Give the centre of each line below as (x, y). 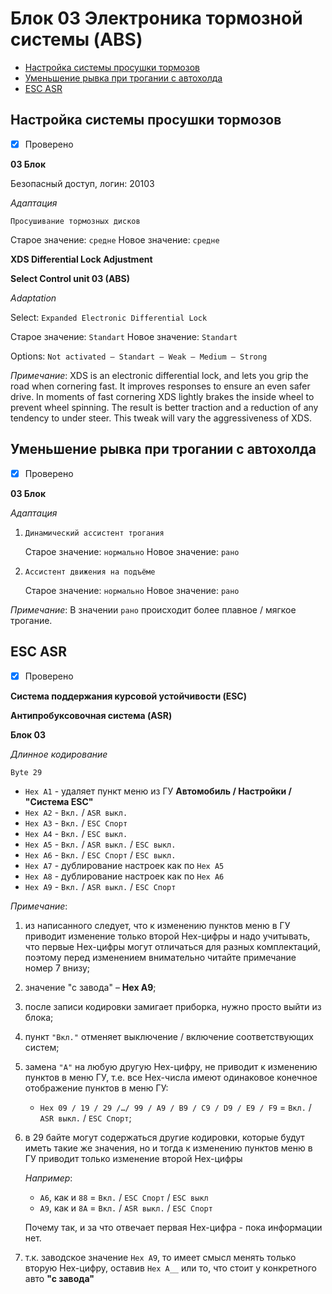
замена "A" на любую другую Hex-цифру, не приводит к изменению (171, 1066)
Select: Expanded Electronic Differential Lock (109, 317)
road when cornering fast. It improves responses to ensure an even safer (160, 386)
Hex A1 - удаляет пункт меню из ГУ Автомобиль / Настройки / (158, 791)
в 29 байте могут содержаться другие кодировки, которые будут (164, 1137)
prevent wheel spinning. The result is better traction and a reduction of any (164, 407)
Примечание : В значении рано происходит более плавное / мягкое (153, 609)
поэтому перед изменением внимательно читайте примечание (160, 957)
